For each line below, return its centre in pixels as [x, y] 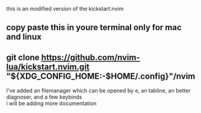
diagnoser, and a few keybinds [44, 97]
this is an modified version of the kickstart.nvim [65, 9]
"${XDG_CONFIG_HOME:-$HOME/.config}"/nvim [101, 76]
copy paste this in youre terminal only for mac [94, 27]
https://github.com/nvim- [91, 57]
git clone [23, 57]
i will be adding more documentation [51, 103]
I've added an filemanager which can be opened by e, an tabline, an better [98, 91]
